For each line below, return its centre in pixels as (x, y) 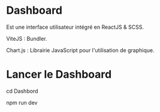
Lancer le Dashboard (59, 75)
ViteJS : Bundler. (27, 38)
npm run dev (22, 102)
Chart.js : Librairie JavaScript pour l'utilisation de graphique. (80, 50)
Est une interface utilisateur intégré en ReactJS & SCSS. (75, 27)
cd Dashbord (22, 91)
